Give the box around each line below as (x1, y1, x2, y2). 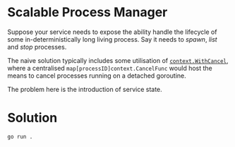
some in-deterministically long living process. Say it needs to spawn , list (7, 35, 217, 43)
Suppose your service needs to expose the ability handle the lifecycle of (7, 28, 217, 36)
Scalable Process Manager (7, 4, 168, 20)
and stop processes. (7, 42, 67, 51)
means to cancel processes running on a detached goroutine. (7, 71, 186, 80)
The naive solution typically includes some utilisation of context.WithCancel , (7, 56, 229, 64)
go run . (7, 133, 33, 140)
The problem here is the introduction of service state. (7, 85, 162, 93)
